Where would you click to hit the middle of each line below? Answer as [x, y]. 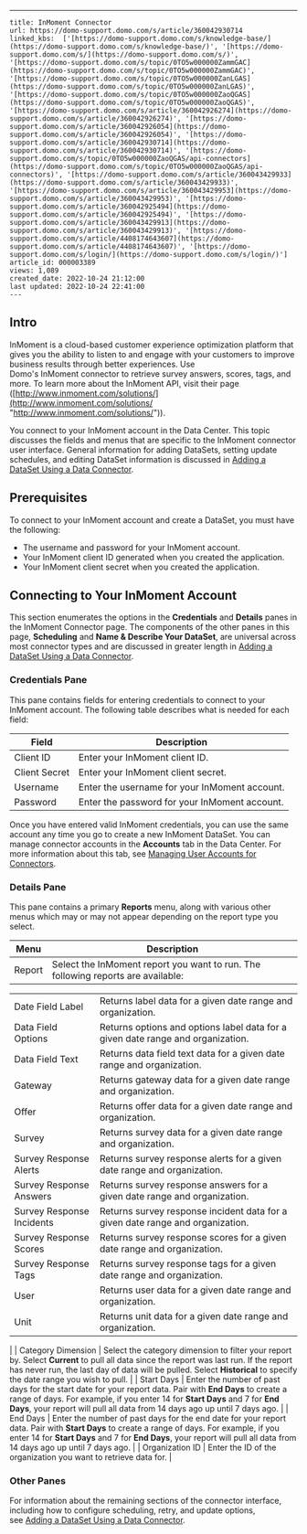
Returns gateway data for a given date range [195, 1080]
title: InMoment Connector [61, 23]
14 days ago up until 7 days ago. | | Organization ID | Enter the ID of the [143, 1448]
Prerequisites [48, 498]
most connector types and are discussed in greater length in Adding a [141, 646]
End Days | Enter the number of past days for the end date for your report [148, 1419]
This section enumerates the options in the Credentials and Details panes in [153, 617]
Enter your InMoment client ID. [143, 757]
